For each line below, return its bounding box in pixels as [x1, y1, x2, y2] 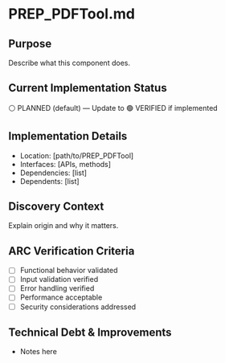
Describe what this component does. [8, 58, 131, 67]
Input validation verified [19, 275, 99, 284]
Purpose [8, 37, 52, 51]
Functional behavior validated [19, 266, 118, 275]
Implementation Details [8, 129, 128, 143]
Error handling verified [19, 283, 95, 293]
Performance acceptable [19, 292, 103, 302]
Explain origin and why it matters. [8, 221, 119, 230]
